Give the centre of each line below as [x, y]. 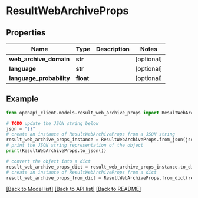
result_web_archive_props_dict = [47, 167]
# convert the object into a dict [49, 161]
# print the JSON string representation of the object [75, 146]
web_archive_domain [39, 59]
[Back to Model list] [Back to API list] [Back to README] [74, 189]
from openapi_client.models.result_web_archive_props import [83, 113]
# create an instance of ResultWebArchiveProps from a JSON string [91, 134]
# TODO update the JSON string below [52, 123]
